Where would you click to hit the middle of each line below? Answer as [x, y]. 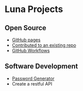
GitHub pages [26, 40]
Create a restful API [32, 83]
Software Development [41, 66]
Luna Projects [34, 9]
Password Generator [33, 78]
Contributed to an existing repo [44, 45]
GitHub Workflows [31, 51]
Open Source [25, 28]
